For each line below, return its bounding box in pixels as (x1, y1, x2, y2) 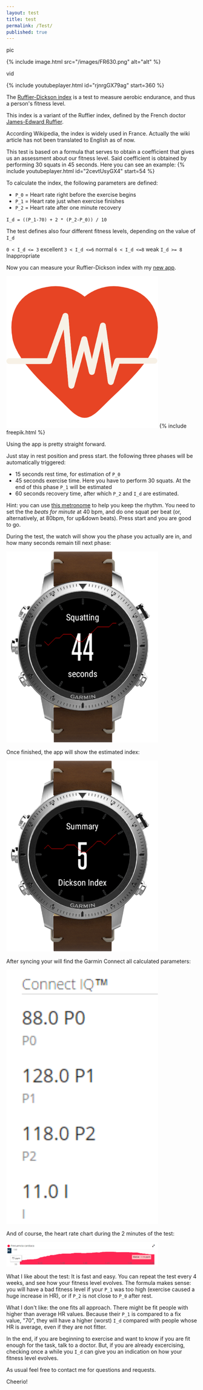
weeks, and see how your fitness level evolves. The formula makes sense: (6, 1279, 191, 1287)
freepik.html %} (6, 429, 45, 436)
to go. (6, 521, 21, 529)
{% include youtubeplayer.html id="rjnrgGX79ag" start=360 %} (6, 82, 165, 89)
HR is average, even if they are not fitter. (6, 1323, 107, 1330)
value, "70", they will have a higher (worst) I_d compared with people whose (6, 1317, 198, 1324)
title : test (6, 16, 36, 22)
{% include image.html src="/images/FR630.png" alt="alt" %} (6, 58, 161, 66)
